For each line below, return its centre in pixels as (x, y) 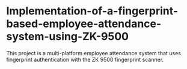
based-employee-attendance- (84, 24)
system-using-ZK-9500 (68, 37)
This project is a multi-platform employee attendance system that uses (94, 53)
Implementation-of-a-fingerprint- (92, 11)
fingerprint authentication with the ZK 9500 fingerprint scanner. (85, 59)
